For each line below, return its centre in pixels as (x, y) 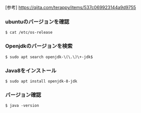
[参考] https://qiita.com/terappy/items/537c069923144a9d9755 (71, 7)
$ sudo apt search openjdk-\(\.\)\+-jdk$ (49, 57)
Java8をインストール (31, 71)
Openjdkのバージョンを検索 (39, 46)
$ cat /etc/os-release (29, 33)
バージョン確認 (23, 95)
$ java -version (22, 106)
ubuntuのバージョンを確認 (37, 22)
